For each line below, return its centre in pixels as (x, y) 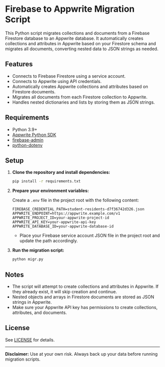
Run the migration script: (38, 250)
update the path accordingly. (49, 241)
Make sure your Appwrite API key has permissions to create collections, (85, 307)
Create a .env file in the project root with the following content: (75, 200)
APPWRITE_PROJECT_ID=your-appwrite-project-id (61, 218)
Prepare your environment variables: (51, 191)
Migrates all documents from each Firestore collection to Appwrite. (80, 97)
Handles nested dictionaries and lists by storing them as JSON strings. (83, 102)
